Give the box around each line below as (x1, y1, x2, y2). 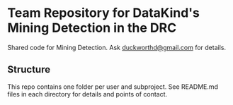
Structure (7, 63, 51, 75)
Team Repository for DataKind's (7, 5, 200, 21)
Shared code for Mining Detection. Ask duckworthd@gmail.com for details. (7, 43, 227, 51)
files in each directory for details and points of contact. (7, 89, 168, 98)
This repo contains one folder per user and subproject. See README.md (7, 82, 218, 91)
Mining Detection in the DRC (7, 20, 177, 36)
